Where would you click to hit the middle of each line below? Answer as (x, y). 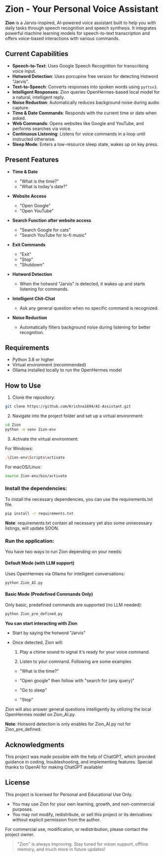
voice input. (24, 71)
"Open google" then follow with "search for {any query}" (77, 681)
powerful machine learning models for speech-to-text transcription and (78, 33)
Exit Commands (29, 244)
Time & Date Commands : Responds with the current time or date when (84, 113)
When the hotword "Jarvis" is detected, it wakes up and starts (82, 284)
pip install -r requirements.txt (39, 513)
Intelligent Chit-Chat (34, 298)
